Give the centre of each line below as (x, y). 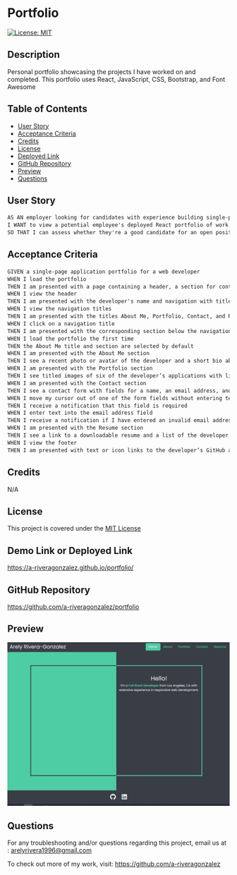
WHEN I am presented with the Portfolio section (80, 368)
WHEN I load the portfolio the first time (71, 339)
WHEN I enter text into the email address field (80, 413)
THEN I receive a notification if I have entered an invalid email (109, 421)
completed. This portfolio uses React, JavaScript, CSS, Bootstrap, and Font (116, 79)
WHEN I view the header (42, 294)
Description (34, 55)
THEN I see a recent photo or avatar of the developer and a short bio (115, 361)
